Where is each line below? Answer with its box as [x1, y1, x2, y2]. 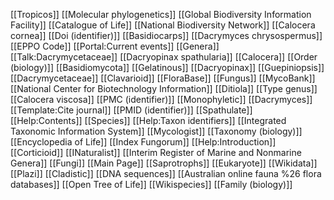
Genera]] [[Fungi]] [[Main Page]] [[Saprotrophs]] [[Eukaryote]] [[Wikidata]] [10, 157, 318, 169]
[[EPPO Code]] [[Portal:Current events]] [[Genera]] [10, 40, 220, 52]
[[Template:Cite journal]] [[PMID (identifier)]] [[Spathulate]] [10, 104, 253, 116]
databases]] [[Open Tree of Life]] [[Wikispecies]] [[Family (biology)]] [10, 179, 293, 190]
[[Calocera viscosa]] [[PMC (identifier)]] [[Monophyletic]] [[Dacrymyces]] [10, 94, 313, 105]
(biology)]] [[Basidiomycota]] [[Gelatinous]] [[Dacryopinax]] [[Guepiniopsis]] [10, 62, 325, 73]
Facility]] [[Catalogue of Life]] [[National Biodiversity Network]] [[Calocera [10, 19, 316, 31]
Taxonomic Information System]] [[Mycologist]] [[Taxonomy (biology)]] [10, 125, 303, 137]
